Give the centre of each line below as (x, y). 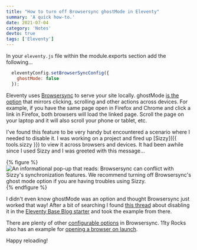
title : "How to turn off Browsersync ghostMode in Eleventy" (83, 12)
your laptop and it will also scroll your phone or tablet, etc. (77, 120)
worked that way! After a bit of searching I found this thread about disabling (98, 205)
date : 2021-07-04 (27, 22)
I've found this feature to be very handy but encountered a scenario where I (98, 132)
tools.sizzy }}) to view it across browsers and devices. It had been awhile (95, 144)
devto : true (21, 34)
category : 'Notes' (29, 28)
